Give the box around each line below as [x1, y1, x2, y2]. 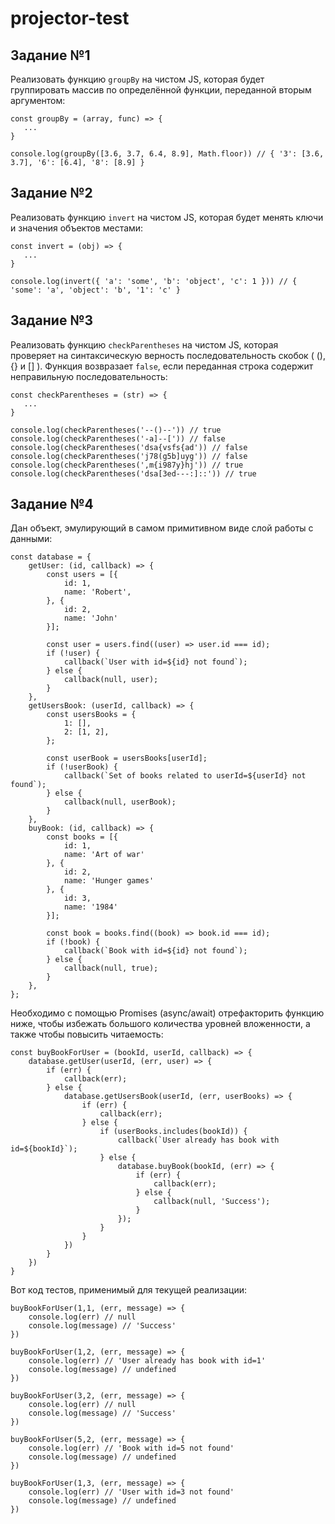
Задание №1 [10, 47, 91, 64]
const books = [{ [46, 832, 118, 842]
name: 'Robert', [63, 587, 132, 597]
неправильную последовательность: [10, 370, 168, 382]
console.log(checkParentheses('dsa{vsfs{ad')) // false [10, 442, 248, 452]
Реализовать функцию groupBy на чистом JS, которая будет [10, 73, 265, 85]
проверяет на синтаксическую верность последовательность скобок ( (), [10, 349, 326, 361]
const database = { [10, 552, 92, 562]
